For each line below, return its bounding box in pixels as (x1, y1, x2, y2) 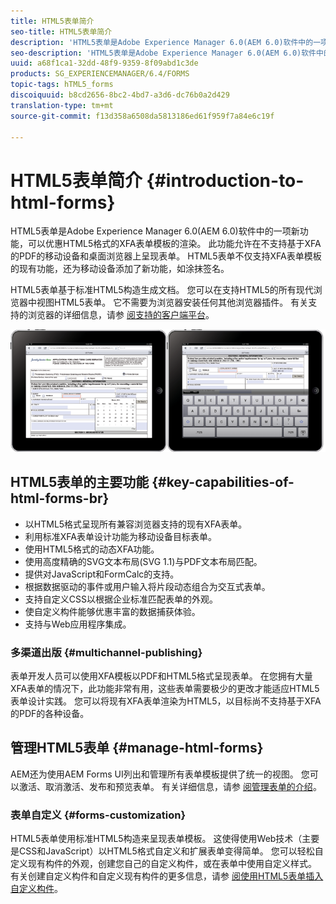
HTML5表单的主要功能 (10, 474, 150, 491)
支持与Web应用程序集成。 (24, 618, 132, 630)
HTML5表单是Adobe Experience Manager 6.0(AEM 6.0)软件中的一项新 (10, 225, 300, 237)
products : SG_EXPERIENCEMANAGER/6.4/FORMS (10, 69, 190, 79)
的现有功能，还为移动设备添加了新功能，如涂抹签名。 (10, 263, 230, 275)
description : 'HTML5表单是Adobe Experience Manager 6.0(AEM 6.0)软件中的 (10, 37, 314, 47)
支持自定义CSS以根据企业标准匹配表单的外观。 (24, 593, 218, 605)
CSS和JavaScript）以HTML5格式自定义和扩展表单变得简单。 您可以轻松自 (18, 845, 324, 857)
